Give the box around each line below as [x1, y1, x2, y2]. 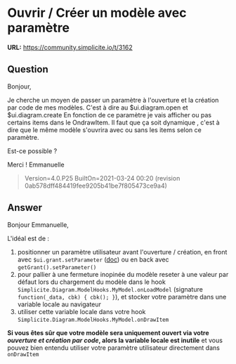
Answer [7, 202, 43, 214]
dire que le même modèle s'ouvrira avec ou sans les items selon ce [7, 125, 202, 134]
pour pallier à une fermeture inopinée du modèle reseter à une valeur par [17, 270, 229, 278]
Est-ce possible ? [7, 146, 58, 155]
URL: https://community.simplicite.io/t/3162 [7, 43, 133, 51]
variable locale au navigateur [17, 300, 102, 308]
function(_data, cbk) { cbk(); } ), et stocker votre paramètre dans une [17, 292, 227, 301]
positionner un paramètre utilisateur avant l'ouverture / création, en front [17, 247, 228, 256]
